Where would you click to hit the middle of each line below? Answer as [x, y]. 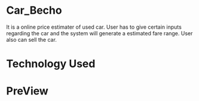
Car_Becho [34, 10]
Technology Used [51, 64]
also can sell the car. [31, 39]
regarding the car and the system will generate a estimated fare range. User [99, 33]
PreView [27, 91]
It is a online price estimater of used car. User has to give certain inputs [94, 27]
